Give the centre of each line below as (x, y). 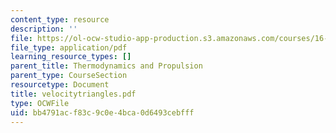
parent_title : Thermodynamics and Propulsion (106, 66)
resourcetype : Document (60, 85)
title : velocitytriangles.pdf (73, 94)
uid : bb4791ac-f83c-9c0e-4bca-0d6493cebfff (102, 112)
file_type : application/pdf (69, 47)
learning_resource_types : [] (71, 57)
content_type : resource (60, 19)
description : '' (44, 29)
